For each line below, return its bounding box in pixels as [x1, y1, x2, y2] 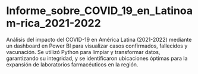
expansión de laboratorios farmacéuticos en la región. [6, 60, 139, 68]
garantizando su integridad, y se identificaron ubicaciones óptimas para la [6, 55, 188, 62]
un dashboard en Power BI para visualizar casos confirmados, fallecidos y [6, 42, 188, 49]
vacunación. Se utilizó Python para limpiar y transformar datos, [6, 48, 161, 55]
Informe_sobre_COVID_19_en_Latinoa [6, 4, 193, 18]
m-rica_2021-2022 [6, 16, 101, 30]
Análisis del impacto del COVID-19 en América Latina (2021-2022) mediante [6, 36, 192, 43]
